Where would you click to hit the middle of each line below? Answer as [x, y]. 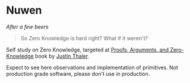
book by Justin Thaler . [62, 56]
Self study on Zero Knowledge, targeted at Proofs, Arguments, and [87, 50]
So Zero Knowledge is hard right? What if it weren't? [84, 38]
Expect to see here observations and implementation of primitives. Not [92, 67]
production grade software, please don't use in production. [78, 74]
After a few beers [28, 27]
